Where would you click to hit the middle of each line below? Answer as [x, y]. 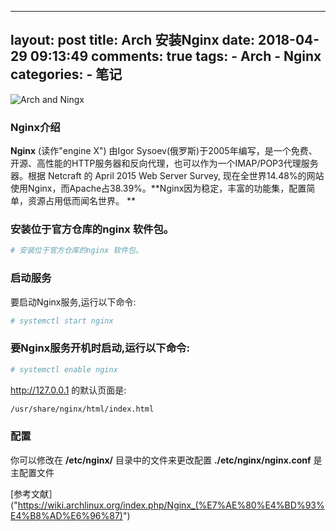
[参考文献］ [34, 493]
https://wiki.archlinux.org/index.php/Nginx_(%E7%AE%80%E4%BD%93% [171, 505]
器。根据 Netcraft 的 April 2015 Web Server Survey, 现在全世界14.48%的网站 [167, 176]
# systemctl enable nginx [64, 369]
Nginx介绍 [35, 127]
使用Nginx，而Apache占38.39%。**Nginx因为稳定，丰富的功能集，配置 [158, 188]
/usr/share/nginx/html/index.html [82, 409]
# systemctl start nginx [62, 321]
